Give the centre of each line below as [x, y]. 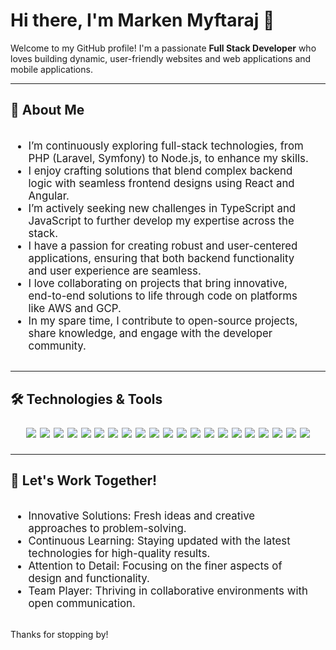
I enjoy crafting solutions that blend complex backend [160, 171]
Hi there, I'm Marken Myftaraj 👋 [142, 20]
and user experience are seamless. [115, 271]
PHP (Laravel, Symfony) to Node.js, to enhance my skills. [168, 158]
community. [57, 346]
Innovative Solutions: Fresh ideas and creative [142, 516]
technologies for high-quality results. [119, 554]
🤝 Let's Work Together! [84, 480]
